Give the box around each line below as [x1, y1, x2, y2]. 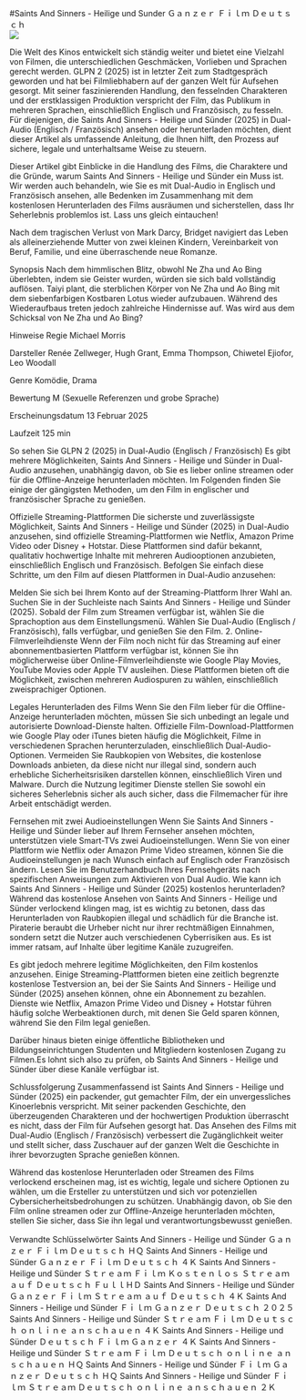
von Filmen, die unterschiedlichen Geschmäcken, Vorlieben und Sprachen [9, 56, 287, 66]
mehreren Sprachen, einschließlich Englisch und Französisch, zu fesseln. [9, 105, 284, 116]
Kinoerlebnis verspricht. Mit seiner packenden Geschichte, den [9, 1101, 247, 1111]
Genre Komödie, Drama [9, 375, 97, 385]
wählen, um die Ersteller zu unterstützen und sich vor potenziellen [9, 1186, 258, 1197]
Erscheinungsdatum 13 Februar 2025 [9, 411, 148, 421]
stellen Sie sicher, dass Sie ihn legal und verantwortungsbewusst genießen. [9, 1215, 293, 1226]
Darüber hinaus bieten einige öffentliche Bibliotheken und [9, 1035, 225, 1045]
